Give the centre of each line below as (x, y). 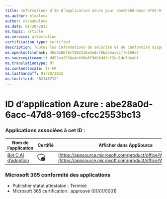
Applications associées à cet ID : (45, 131)
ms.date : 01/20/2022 (27, 26)
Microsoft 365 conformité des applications (58, 175)
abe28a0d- (129, 104)
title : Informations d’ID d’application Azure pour (60, 10)
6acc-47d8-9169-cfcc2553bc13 (73, 115)
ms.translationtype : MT (30, 63)
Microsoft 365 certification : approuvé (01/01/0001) (64, 191)
